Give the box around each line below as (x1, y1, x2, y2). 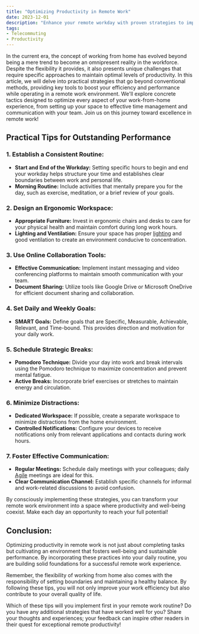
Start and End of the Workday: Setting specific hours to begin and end (14, 164, 188, 171)
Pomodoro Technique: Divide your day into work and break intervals (14, 358, 183, 366)
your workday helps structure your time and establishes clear (14, 170, 165, 177)
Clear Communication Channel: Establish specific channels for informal (14, 478, 191, 485)
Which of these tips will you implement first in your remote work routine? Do (6, 602, 191, 609)
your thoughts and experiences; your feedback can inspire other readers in (6, 614, 190, 622)
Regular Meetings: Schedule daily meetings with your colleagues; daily (14, 466, 190, 473)
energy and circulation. (14, 383, 72, 391)
